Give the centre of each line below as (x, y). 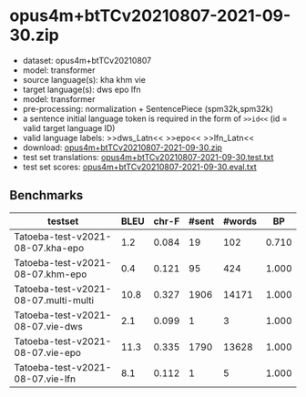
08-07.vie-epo (48, 352)
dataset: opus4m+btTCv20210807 (87, 60)
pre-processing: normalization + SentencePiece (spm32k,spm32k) (148, 108)
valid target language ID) (69, 127)
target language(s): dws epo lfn (82, 89)
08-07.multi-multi (54, 300)
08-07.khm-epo (51, 274)
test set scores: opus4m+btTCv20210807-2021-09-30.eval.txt (139, 167)
